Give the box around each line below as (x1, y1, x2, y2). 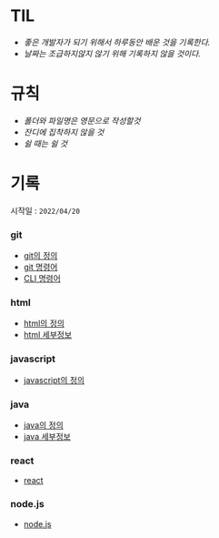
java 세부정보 (23, 431, 71, 442)
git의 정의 (23, 250, 58, 261)
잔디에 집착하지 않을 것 (23, 127, 105, 137)
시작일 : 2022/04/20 (10, 205, 81, 216)
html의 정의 (23, 318, 65, 329)
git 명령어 (23, 261, 58, 273)
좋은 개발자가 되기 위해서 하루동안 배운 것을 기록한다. (23, 36, 211, 47)
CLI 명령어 (23, 273, 62, 284)
